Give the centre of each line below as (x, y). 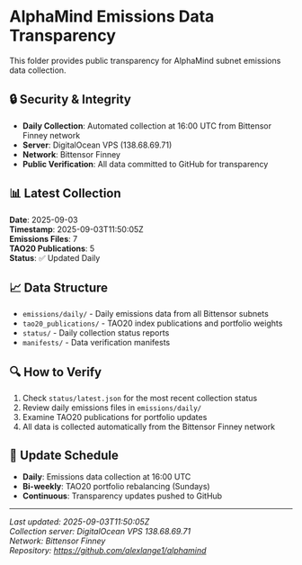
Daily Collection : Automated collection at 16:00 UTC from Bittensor (147, 126)
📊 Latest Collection (65, 194)
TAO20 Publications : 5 (52, 248)
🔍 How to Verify (55, 372)
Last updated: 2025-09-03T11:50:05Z (80, 522)
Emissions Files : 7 (44, 238)
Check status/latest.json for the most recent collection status (140, 399)
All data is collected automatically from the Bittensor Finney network (149, 427)
